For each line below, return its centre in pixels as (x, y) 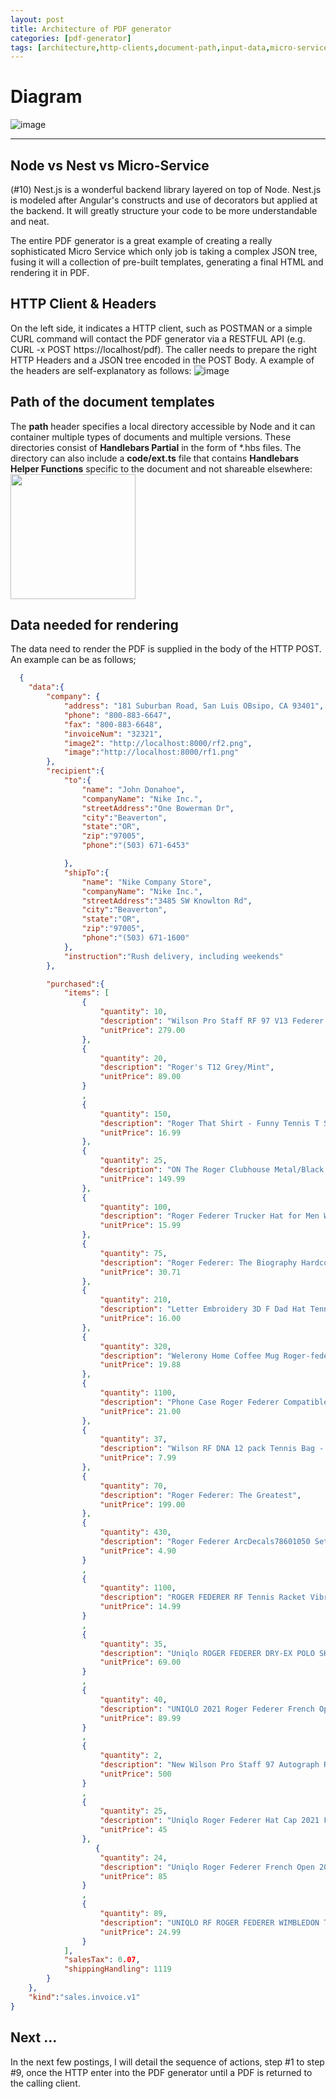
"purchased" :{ (75, 984)
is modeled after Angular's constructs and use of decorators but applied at (164, 200)
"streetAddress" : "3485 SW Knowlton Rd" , (167, 901)
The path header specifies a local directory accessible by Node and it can (163, 426)
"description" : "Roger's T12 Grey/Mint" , (187, 1067)
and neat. (30, 221)
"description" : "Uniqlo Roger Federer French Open (207, 1867)
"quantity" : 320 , (135, 1346)
